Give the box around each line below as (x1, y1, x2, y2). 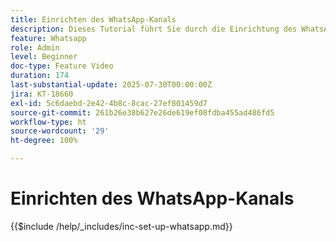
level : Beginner (10, 52, 78, 62)
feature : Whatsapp (10, 33, 87, 43)
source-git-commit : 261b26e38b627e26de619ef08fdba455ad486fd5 (10, 107, 275, 118)
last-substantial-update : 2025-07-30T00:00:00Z (10, 80, 213, 90)
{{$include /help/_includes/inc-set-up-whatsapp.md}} (10, 220, 233, 232)
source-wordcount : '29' (10, 126, 110, 136)
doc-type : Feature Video (10, 61, 114, 71)
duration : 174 (10, 71, 70, 81)
